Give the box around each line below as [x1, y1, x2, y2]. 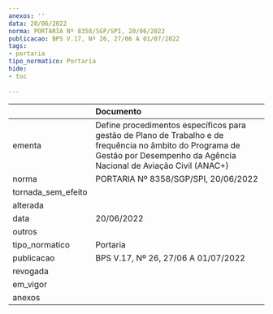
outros [12, 226, 38, 237]
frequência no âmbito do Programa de [95, 140, 241, 151]
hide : [8, 65, 27, 73]
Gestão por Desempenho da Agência [95, 149, 237, 161]
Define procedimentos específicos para [95, 119, 246, 131]
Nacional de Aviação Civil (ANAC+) [95, 160, 229, 171]
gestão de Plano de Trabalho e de [95, 129, 224, 140]
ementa [12, 140, 42, 151]
